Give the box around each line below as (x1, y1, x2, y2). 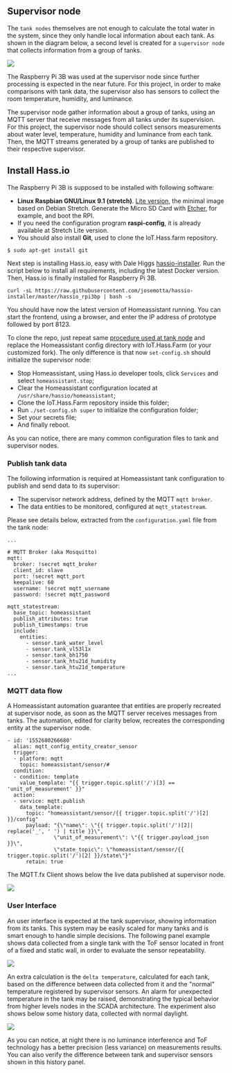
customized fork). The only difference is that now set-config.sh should (7, 348, 211, 356)
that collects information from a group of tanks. (7, 46, 142, 54)
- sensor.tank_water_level (25, 639, 104, 646)
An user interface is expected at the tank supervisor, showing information (7, 916, 217, 925)
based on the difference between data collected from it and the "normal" (7, 979, 215, 988)
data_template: (19, 804, 64, 811)
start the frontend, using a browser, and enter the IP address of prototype (7, 312, 217, 321)
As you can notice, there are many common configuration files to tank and (7, 434, 219, 442)
